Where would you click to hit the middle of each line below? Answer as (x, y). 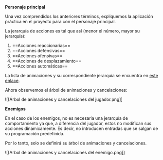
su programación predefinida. (35, 134)
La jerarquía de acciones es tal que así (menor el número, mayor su (72, 31)
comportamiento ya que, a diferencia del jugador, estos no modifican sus (78, 123)
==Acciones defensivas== (39, 51)
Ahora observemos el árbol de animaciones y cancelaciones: (66, 90)
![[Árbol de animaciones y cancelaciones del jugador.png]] (64, 99)
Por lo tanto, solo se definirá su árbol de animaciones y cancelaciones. (76, 143)
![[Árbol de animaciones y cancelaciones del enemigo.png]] (65, 152)
